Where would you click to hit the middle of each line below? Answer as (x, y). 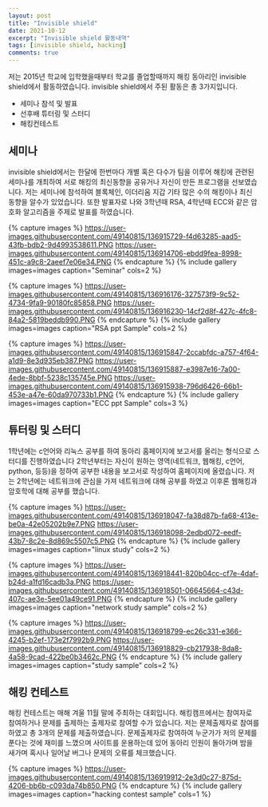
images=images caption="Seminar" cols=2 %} (85, 270)
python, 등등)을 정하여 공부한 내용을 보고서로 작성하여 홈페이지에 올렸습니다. (127, 471)
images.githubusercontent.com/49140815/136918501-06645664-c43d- (126, 590)
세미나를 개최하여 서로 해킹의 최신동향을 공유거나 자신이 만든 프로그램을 (119, 181)
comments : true (33, 53)
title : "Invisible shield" (53, 23)
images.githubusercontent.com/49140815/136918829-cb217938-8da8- (125, 648)
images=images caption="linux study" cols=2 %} (89, 549)
